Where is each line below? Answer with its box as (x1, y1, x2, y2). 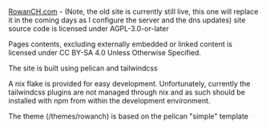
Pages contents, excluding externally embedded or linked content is (8, 39, 232, 49)
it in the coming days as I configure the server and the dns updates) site (8, 15, 246, 25)
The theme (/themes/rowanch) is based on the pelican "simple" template (8, 111, 248, 121)
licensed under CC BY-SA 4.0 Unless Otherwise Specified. (8, 48, 202, 57)
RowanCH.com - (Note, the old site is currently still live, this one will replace (8, 7, 259, 16)
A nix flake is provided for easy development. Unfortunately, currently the (8, 79, 251, 88)
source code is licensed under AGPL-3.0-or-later (8, 24, 170, 33)
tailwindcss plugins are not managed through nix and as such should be (8, 87, 246, 97)
